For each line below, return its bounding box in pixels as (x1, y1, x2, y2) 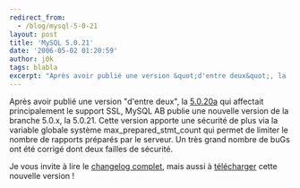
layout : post (9, 30, 58, 38)
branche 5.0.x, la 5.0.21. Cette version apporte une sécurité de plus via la (9, 115, 279, 125)
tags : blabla (9, 64, 58, 73)
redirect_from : (9, 13, 66, 22)
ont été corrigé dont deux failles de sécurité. (9, 143, 174, 154)
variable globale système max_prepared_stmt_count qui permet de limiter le (9, 124, 289, 135)
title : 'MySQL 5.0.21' (9, 38, 94, 47)
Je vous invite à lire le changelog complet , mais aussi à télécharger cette (9, 160, 278, 171)
